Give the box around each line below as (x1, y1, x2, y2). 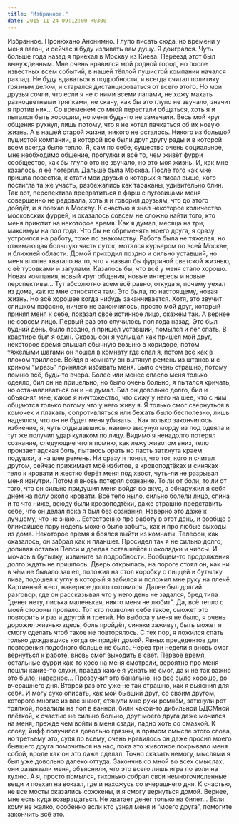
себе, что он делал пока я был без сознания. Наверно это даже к (7, 507, 207, 515)
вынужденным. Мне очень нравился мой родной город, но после (7, 59, 208, 68)
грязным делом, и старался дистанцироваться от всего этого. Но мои (7, 82, 223, 91)
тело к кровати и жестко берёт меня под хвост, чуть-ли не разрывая (7, 469, 219, 477)
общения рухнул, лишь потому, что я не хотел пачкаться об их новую (7, 120, 220, 128)
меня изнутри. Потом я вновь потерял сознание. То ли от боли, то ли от (7, 476, 227, 485)
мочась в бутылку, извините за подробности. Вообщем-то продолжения (7, 552, 230, 561)
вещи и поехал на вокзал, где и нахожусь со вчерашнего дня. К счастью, (7, 779, 232, 788)
